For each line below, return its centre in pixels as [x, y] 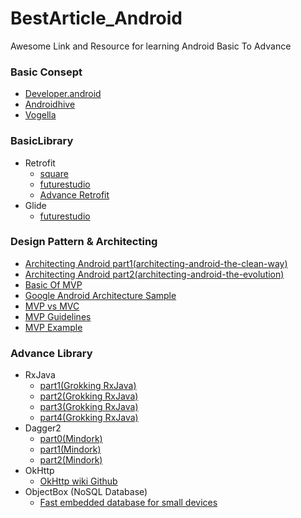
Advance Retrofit [74, 194]
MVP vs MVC [52, 306]
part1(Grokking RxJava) [88, 386]
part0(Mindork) [71, 439]
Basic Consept [46, 72]
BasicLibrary [42, 141]
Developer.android [63, 94]
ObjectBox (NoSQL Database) [86, 492]
